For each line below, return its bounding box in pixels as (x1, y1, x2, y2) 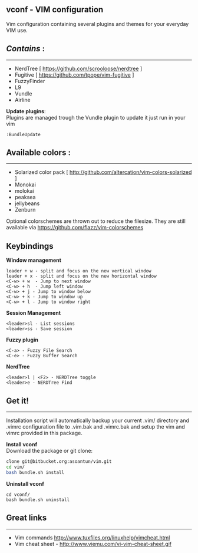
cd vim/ (6, 464, 25, 470)
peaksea (14, 194, 36, 201)
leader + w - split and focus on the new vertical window (6, 268, 151, 274)
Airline (14, 96, 31, 103)
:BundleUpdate (6, 131, 41, 137)
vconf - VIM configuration (6, 5, 104, 15)
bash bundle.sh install (6, 469, 65, 475)
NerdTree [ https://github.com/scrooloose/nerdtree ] (14, 65, 143, 72)
